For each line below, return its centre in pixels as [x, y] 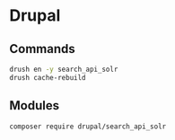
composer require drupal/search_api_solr [88, 127]
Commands [43, 49]
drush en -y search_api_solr [64, 69]
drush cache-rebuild [48, 77]
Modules [35, 105]
